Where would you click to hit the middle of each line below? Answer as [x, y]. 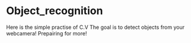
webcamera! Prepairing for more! [47, 33]
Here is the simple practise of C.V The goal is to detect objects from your [95, 27]
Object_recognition [55, 11]
